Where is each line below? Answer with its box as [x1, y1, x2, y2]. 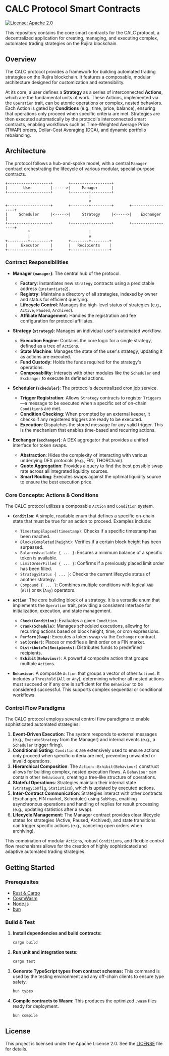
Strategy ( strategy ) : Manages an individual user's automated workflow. [12, 328, 162, 334]
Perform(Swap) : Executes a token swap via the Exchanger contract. [20, 634, 157, 640]
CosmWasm [12, 896, 38, 902]
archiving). [12, 828, 35, 834]
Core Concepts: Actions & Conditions [5, 492, 99, 499]
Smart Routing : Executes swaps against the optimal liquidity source [20, 473, 161, 479]
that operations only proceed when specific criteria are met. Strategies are [5, 110, 160, 116]
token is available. [20, 555, 58, 561]
